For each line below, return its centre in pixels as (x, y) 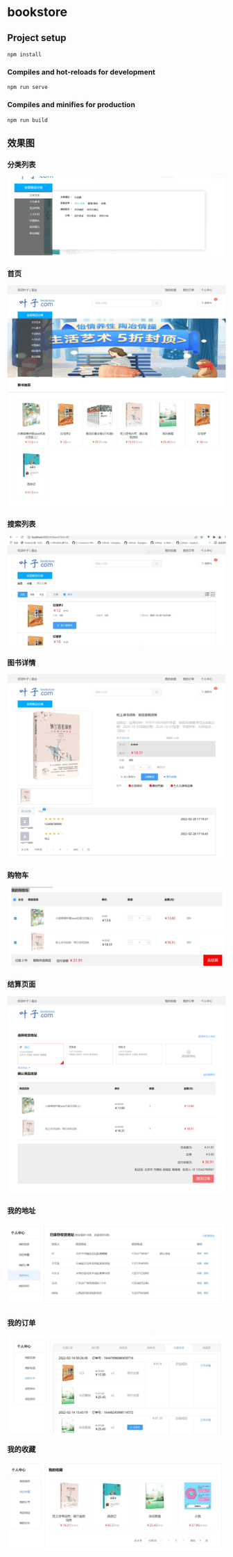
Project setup (37, 38)
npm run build (28, 120)
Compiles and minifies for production (71, 105)
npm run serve (28, 88)
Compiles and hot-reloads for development (81, 72)
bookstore (37, 12)
